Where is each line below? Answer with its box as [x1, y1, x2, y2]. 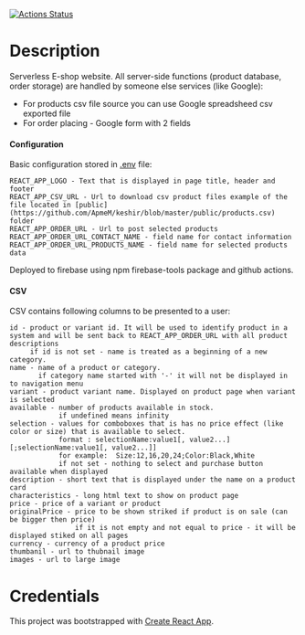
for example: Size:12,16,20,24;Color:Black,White [58, 451, 256, 460]
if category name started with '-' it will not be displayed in [37, 371, 288, 381]
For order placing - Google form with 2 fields [22, 117, 192, 128]
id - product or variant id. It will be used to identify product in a [9, 323, 288, 333]
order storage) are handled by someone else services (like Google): [9, 80, 264, 91]
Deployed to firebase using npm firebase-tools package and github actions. [9, 265, 294, 276]
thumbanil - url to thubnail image [9, 547, 145, 556]
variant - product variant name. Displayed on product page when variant [9, 387, 297, 397]
